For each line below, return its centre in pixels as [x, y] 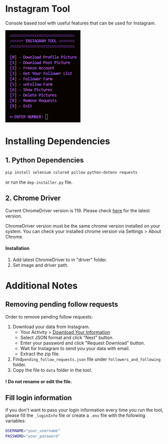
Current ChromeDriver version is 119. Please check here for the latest [78, 210]
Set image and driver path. [40, 265]
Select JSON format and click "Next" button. [67, 337]
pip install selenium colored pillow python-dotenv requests [72, 172]
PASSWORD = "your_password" [33, 436]
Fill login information [39, 398]
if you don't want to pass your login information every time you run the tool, [85, 410]
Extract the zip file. [40, 354]
